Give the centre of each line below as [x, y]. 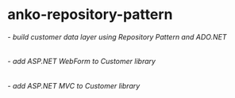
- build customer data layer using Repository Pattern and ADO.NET [117, 36]
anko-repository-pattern [90, 15]
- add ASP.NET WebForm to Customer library [82, 62]
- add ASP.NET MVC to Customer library [74, 86]
